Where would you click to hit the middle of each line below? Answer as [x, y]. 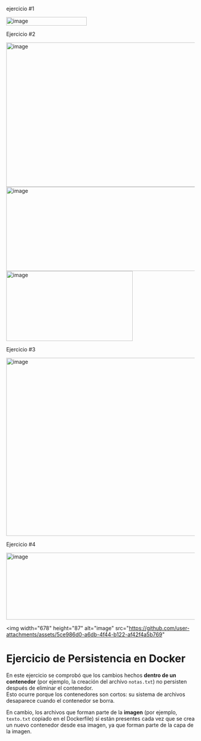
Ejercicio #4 [21, 544]
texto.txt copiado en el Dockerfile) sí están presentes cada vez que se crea [100, 718]
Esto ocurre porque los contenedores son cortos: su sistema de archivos [96, 694]
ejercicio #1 [20, 9]
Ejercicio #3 [21, 349]
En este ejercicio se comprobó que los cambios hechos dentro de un [91, 675]
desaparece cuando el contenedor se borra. [60, 700]
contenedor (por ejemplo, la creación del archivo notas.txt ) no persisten [97, 681]
